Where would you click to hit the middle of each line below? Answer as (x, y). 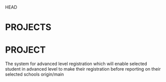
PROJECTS (28, 27)
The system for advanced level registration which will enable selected (76, 64)
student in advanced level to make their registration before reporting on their (83, 69)
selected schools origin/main (35, 75)
